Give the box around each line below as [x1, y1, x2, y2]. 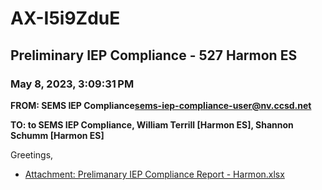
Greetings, [10, 148, 54, 161]
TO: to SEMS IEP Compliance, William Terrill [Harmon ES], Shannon [10, 118, 294, 131]
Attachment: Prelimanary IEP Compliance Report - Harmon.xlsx [24, 168, 285, 180]
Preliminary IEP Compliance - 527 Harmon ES [10, 47, 298, 64]
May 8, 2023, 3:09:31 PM [10, 77, 135, 91]
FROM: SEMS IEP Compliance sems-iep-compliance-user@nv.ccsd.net [10, 99, 312, 111]
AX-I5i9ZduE [10, 7, 121, 30]
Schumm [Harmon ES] [10, 129, 105, 141]
